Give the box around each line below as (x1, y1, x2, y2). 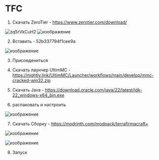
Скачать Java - (12, 87, 44, 93)
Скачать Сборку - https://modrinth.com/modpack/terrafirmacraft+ (12, 121, 149, 127)
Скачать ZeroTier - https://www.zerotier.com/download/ (12, 19, 127, 25)
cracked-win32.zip (12, 77, 51, 83)
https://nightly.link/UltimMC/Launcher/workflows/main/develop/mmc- (12, 72, 154, 78)
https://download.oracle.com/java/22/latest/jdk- (45, 87, 142, 93)
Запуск (12, 149, 28, 155)
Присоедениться (12, 57, 48, 63)
